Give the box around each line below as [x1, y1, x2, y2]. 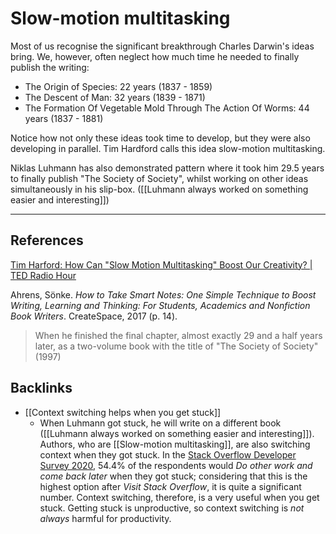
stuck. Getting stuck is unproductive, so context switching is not [39, 502, 305, 514]
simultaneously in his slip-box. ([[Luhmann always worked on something [10, 183, 309, 195]
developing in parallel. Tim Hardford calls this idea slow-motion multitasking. [10, 142, 326, 154]
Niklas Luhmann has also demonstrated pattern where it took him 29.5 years [10, 162, 325, 174]
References [10, 232, 84, 249]
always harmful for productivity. [39, 512, 172, 524]
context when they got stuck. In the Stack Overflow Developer [39, 448, 297, 461]
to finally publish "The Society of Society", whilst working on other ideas [10, 172, 309, 184]
